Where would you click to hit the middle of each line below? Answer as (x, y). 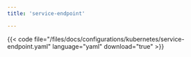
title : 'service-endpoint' (46, 13)
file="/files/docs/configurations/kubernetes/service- (109, 39)
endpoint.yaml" (29, 46)
